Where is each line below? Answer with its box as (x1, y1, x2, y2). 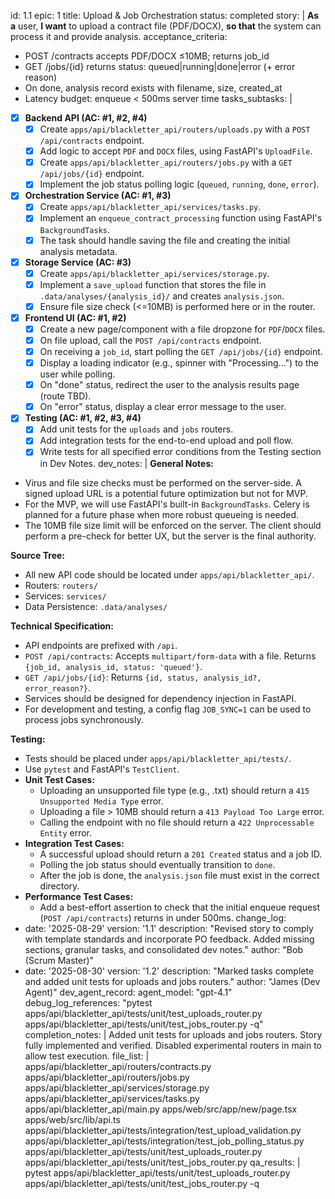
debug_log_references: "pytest (24, 996, 153, 1009)
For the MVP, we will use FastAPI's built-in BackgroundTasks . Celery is (24, 498, 310, 510)
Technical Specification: (10, 620, 114, 632)
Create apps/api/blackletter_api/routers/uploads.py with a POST (39, 123, 311, 135)
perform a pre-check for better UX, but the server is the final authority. (24, 530, 317, 542)
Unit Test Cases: (24, 773, 96, 785)
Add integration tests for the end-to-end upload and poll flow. (39, 435, 294, 447)
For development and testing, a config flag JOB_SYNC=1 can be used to (24, 703, 312, 715)
